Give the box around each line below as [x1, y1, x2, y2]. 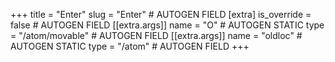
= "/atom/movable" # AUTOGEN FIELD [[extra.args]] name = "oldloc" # [10, 30, 303, 41]
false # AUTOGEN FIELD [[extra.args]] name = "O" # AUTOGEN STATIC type [10, 19, 325, 31]
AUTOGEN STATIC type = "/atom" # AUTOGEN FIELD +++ [10, 40, 250, 52]
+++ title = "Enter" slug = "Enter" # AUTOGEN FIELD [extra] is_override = [10, 9, 312, 20]
